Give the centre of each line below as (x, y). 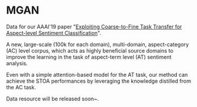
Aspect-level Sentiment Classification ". (54, 33)
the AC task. (21, 87)
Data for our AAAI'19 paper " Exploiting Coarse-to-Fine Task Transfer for (94, 27)
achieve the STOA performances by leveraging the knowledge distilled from (99, 81)
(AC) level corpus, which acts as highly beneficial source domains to (90, 50)
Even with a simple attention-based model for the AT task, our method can (97, 74)
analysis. (17, 63)
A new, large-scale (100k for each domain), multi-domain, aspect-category (98, 44)
